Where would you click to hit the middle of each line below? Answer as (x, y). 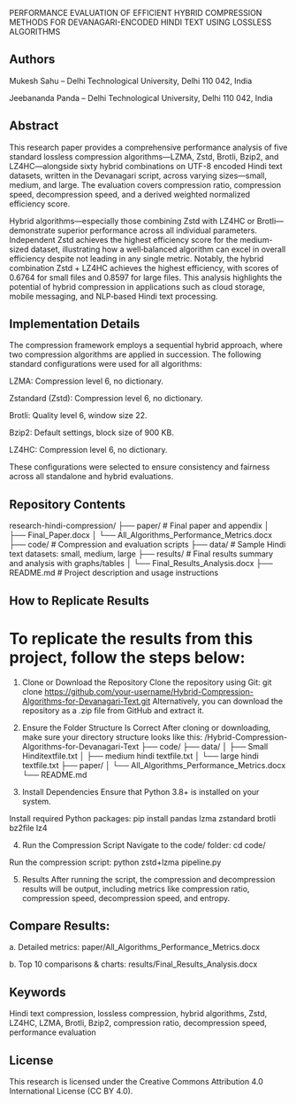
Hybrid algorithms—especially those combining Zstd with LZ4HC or (132, 221)
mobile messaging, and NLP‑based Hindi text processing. (114, 296)
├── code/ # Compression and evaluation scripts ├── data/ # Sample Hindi (148, 545)
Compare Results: (60, 925)
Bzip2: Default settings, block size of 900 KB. (91, 432)
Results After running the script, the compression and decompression (148, 879)
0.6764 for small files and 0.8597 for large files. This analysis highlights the (146, 277)
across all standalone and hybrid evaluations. (91, 477)
